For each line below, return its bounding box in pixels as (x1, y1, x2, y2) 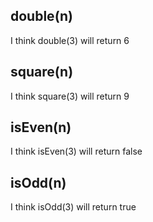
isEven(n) (10, 119, 72, 136)
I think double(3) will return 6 (10, 34, 130, 46)
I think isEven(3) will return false (10, 145, 143, 158)
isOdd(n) (10, 174, 67, 191)
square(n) (10, 64, 74, 81)
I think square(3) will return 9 (10, 90, 130, 102)
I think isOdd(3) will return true (10, 201, 137, 213)
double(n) (10, 8, 73, 25)
